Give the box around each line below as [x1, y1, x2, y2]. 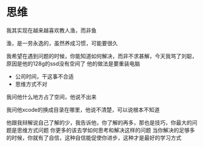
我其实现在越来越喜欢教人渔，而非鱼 [6, 27, 97, 34]
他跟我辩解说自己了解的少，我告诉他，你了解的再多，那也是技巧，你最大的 [6, 119, 192, 126]
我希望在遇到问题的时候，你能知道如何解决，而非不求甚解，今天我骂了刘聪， [6, 52, 198, 59]
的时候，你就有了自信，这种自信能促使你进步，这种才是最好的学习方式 [6, 134, 182, 141]
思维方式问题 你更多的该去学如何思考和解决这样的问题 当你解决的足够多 [16, 126, 195, 134]
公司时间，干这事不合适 [15, 73, 74, 80]
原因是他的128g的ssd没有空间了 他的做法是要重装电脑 [6, 60, 141, 67]
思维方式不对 [15, 80, 47, 88]
